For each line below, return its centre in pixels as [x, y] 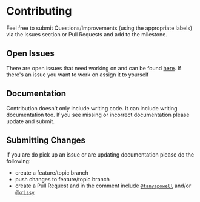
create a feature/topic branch [52, 173]
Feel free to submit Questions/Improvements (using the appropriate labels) [99, 28]
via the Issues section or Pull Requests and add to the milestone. [87, 34]
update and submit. [30, 121]
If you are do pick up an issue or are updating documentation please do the [100, 155]
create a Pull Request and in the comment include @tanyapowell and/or [103, 186]
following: [18, 161]
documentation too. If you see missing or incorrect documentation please [98, 115]
